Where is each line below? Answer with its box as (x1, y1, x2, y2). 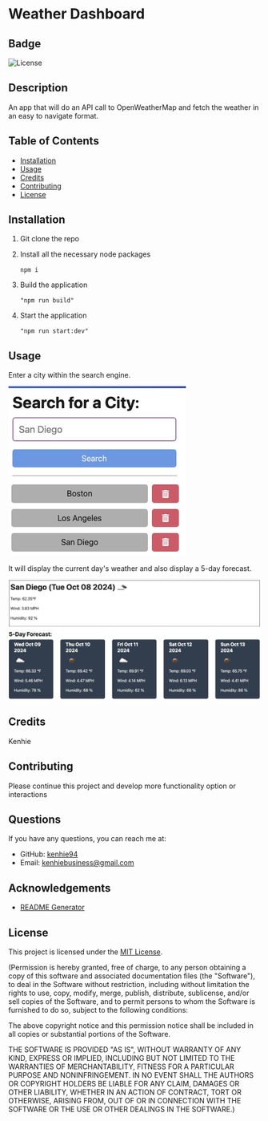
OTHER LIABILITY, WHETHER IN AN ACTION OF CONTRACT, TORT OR (8, 1087, 242, 1097)
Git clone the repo (19, 234, 80, 244)
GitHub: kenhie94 (19, 849, 78, 859)
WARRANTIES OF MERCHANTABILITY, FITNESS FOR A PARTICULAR (8, 1062, 234, 1071)
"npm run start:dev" (19, 327, 89, 335)
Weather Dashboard (8, 5, 146, 23)
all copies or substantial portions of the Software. (8, 1030, 170, 1039)
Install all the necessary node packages (19, 249, 151, 259)
